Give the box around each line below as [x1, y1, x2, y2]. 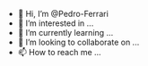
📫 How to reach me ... [17, 47, 101, 57]
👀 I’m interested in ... [17, 18, 94, 29]
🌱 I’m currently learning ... [17, 28, 114, 37]
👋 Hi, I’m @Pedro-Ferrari [17, 9, 109, 19]
